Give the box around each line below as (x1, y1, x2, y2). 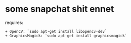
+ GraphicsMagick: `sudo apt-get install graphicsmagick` (5, 33, 127, 38)
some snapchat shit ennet (5, 3, 114, 15)
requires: (5, 20, 24, 25)
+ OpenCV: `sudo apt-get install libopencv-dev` (5, 29, 107, 34)
